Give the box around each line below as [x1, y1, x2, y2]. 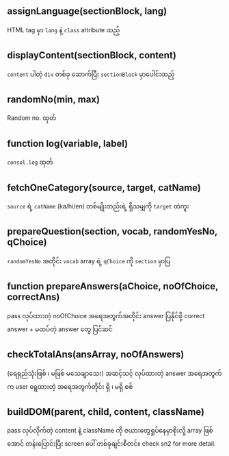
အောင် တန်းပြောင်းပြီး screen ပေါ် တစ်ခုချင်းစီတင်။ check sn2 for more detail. [7, 440, 217, 448]
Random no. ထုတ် [7, 114, 57, 122]
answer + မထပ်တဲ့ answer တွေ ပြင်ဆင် [7, 325, 113, 333]
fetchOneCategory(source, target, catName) [7, 182, 202, 193]
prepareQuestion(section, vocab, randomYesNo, [7, 226, 217, 237]
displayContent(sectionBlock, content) [7, 49, 176, 61]
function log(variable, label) [7, 137, 129, 149]
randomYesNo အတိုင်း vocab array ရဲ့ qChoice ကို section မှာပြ [7, 256, 171, 265]
